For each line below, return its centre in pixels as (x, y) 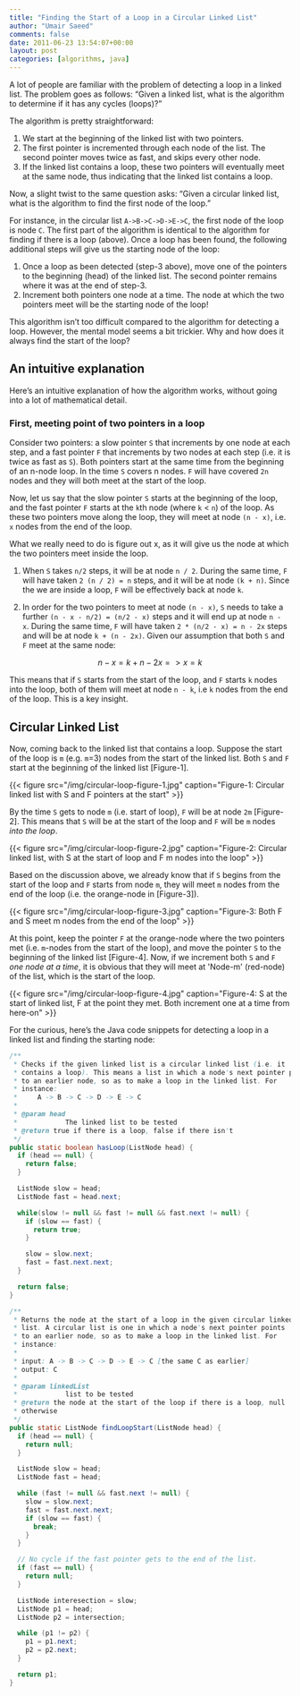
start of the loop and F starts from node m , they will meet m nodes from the (145, 884)
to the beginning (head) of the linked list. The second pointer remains (150, 276)
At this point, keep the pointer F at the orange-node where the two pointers (147, 938)
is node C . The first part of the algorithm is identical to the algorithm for (140, 230)
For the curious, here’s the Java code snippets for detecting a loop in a (139, 1029)
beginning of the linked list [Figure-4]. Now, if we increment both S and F (142, 957)
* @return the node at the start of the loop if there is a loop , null (149, 1403)
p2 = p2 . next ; (51, 1650)
